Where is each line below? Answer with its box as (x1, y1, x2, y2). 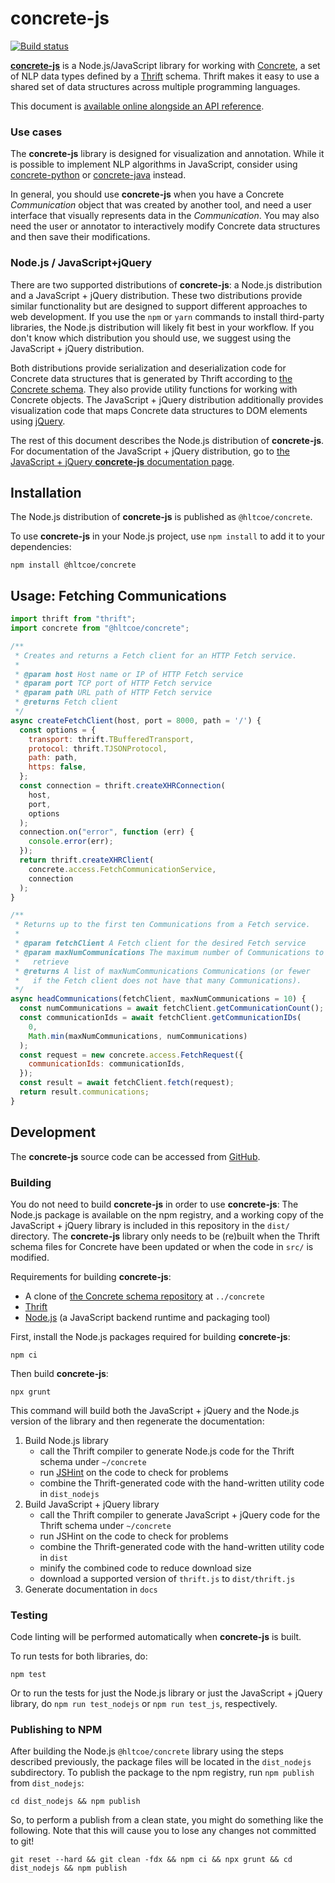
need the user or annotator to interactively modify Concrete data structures (10, 220, 321, 232)
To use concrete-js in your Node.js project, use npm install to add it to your (10, 530, 326, 542)
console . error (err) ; (28, 837, 114, 847)
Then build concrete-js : (10, 1367, 109, 1379)
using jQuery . (10, 415, 66, 427)
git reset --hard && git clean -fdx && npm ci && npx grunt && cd (10, 1855, 293, 1865)
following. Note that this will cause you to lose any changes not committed (10, 1825, 317, 1837)
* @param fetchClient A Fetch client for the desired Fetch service (14, 938, 307, 949)
